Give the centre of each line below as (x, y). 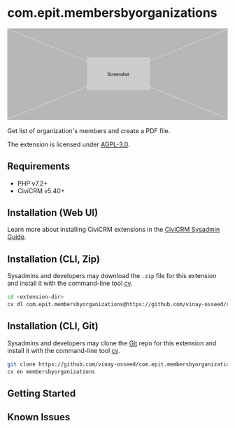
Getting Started (42, 393)
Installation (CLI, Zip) (54, 259)
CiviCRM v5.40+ (41, 191)
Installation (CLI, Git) (53, 326)
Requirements (38, 166)
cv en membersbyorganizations (51, 372)
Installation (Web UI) (53, 213)
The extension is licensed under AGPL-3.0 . (69, 144)
